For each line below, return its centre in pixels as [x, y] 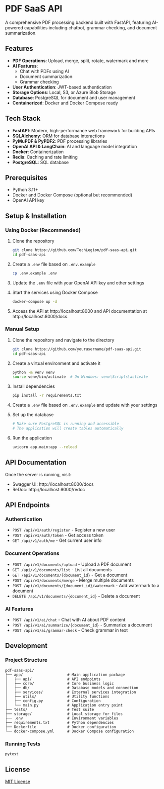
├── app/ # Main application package [65, 675]
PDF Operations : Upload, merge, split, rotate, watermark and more [80, 61]
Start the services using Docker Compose [55, 292]
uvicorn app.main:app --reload [45, 447]
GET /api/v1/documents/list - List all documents [62, 569]
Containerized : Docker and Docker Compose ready [65, 103]
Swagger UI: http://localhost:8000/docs [53, 484]
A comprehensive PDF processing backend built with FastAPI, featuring [78, 22]
